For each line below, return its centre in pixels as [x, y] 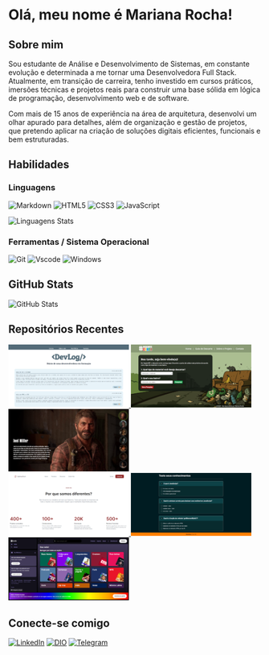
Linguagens [32, 188]
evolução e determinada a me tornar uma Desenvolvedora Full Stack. [122, 73]
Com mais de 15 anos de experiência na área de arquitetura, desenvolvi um [132, 114]
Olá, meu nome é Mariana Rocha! [120, 15]
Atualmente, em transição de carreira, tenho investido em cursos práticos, [131, 81]
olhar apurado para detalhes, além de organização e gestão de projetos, [128, 122]
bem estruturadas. [39, 139]
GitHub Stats [41, 285]
